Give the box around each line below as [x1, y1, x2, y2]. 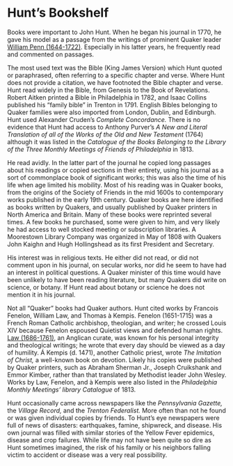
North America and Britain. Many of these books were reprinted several [7, 210, 212, 219]
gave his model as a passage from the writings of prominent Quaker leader [7, 35, 222, 43]
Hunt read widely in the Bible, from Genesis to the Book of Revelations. [7, 86, 210, 94]
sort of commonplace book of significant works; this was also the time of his [7, 173, 227, 182]
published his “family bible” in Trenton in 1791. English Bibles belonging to [7, 100, 218, 109]
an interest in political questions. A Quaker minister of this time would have [7, 268, 221, 277]
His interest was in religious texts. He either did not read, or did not [7, 253, 199, 262]
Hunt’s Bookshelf [7, 5, 109, 21]
